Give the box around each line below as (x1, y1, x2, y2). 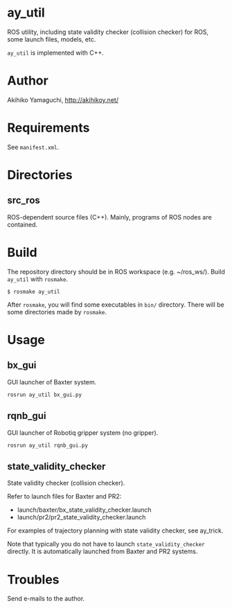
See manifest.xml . (7, 143, 60, 151)
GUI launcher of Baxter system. (7, 377, 97, 386)
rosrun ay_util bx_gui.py (7, 391, 82, 398)
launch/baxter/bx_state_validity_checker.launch (17, 506, 152, 514)
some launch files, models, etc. (7, 35, 96, 43)
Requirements (7, 120, 90, 136)
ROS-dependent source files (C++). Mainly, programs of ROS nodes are (7, 213, 213, 221)
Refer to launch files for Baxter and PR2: (7, 492, 122, 501)
